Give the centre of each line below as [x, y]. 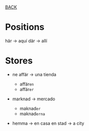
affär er [27, 89]
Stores [19, 61]
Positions [25, 27]
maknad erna [32, 114]
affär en [27, 84]
